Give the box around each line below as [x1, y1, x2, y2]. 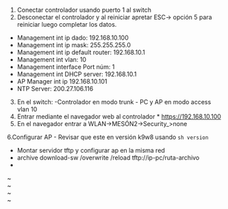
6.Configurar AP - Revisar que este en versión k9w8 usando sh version [7, 133, 209, 141]
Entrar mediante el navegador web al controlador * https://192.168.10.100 [16, 112, 221, 121]
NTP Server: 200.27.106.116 [16, 85, 94, 93]
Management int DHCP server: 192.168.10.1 [16, 70, 137, 78]
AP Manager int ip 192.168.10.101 [16, 77, 107, 85]
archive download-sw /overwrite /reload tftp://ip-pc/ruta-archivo [16, 153, 200, 162]
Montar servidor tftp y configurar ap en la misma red [16, 147, 166, 154]
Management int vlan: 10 [16, 56, 87, 64]
